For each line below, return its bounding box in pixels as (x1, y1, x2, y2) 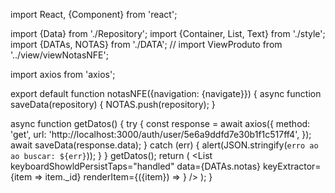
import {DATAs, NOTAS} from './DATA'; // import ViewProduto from (10, 39, 283, 50)
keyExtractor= (263, 160, 322, 172)
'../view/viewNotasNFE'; (10, 49, 109, 61)
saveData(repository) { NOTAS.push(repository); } (10, 99, 216, 110)
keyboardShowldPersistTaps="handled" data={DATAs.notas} (10, 160, 262, 172)
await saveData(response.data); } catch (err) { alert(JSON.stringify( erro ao (10, 139, 319, 151)
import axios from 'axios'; (10, 69, 116, 80)
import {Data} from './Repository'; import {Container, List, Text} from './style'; (10, 28, 326, 39)
